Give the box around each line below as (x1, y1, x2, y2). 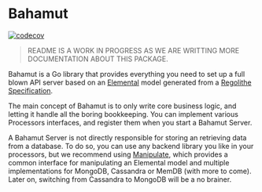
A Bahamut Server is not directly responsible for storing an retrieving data (8, 132, 247, 142)
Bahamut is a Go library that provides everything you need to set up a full (8, 69, 245, 78)
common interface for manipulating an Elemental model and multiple (8, 158, 230, 167)
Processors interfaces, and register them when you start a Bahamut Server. (8, 118, 253, 127)
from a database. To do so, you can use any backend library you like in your (8, 141, 254, 150)
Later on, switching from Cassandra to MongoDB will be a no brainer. (8, 174, 232, 184)
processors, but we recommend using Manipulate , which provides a (8, 150, 228, 159)
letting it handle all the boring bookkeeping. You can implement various (8, 109, 238, 118)
